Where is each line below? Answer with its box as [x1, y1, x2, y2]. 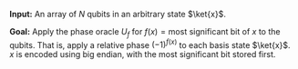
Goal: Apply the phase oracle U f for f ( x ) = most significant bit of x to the [9, 26, 281, 39]
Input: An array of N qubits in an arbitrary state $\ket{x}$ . [9, 9, 226, 19]
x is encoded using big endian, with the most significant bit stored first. [9, 49, 276, 60]
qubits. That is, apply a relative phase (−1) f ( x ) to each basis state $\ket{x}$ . [9, 37, 291, 50]
